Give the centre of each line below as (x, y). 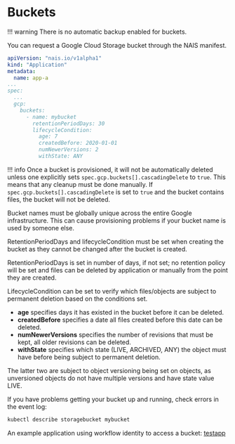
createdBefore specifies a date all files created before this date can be (120, 320)
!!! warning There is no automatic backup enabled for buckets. (97, 32)
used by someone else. (41, 228)
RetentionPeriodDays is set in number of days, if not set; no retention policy (116, 262)
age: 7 (48, 137)
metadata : (22, 71)
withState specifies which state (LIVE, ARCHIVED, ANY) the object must (122, 349)
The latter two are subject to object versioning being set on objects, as (109, 370)
